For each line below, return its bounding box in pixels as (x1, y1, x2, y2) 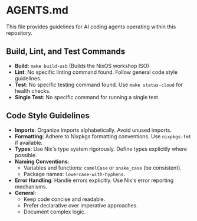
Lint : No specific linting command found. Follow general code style (14, 69, 178, 76)
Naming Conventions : (14, 158, 70, 165)
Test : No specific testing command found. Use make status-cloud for (14, 81, 183, 88)
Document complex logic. (23, 208, 86, 215)
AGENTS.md (6, 4, 69, 17)
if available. (14, 139, 43, 146)
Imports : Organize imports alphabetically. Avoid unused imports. (14, 126, 172, 134)
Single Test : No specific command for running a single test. (14, 93, 160, 100)
